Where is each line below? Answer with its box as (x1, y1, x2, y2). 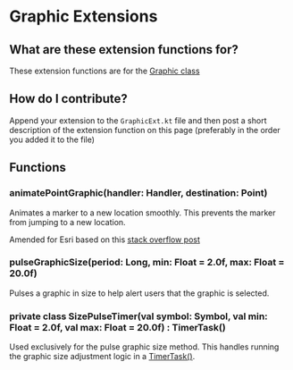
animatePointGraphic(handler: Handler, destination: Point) (9, 187, 268, 199)
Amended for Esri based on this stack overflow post (9, 234, 201, 245)
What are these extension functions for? (9, 42, 239, 57)
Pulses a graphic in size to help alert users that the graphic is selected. (9, 288, 270, 299)
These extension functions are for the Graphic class (9, 65, 200, 76)
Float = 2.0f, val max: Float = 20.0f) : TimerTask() (9, 321, 226, 333)
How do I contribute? (9, 91, 128, 106)
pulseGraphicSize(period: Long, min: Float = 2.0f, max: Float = (9, 256, 285, 269)
